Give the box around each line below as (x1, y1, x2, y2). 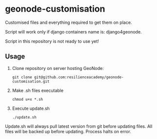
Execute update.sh (12, 105, 50, 111)
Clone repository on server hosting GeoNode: (12, 65, 104, 71)
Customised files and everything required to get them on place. (5, 19, 132, 25)
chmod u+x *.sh (12, 97, 43, 102)
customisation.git (12, 79, 50, 84)
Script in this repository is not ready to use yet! (5, 38, 99, 44)
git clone (12, 74, 33, 80)
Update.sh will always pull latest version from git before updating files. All (5, 123, 153, 129)
